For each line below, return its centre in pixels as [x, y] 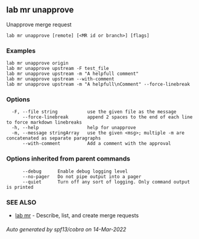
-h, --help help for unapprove [74, 128]
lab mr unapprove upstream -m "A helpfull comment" [72, 74]
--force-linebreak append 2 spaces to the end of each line [107, 117]
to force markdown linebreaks [44, 123]
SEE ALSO [21, 202]
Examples [21, 51]
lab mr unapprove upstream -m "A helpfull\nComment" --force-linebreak [98, 84]
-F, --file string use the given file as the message [94, 112]
